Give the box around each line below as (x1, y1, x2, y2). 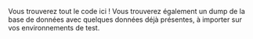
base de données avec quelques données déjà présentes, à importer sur (8, 15, 243, 24)
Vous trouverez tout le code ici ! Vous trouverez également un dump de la (8, 7, 245, 16)
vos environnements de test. (8, 23, 100, 32)
